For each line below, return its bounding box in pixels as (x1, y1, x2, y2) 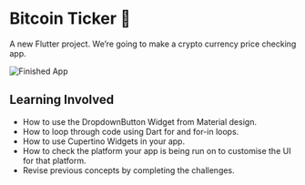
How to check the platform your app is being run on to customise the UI (22, 145, 291, 156)
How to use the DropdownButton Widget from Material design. (22, 116, 258, 127)
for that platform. (22, 155, 86, 166)
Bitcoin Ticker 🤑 (9, 8, 131, 29)
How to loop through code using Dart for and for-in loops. (22, 126, 239, 137)
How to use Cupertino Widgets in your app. (22, 136, 185, 147)
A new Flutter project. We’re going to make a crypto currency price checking (9, 38, 297, 49)
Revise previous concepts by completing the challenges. (22, 164, 235, 176)
